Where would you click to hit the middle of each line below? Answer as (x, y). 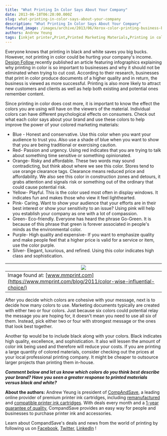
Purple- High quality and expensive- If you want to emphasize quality (83, 235)
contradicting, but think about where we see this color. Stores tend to (83, 166)
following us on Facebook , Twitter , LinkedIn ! (51, 428)
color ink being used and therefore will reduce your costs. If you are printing (83, 347)
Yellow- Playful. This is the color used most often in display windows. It (85, 192)
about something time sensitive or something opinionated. (72, 155)
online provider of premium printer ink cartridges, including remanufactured (83, 397)
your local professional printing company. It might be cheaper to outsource (82, 357)
